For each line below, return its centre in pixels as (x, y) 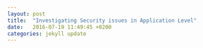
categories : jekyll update (47, 34)
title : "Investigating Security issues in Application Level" (102, 20)
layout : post (26, 14)
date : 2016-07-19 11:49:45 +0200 (60, 27)
